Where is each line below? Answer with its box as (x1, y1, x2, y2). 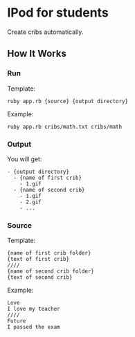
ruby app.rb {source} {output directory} (7, 98, 129, 104)
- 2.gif (19, 199, 42, 206)
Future (7, 318, 26, 325)
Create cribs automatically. (7, 28, 84, 36)
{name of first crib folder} (7, 250, 91, 257)
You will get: (7, 154, 42, 163)
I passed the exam (7, 324, 60, 331)
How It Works (7, 48, 67, 60)
